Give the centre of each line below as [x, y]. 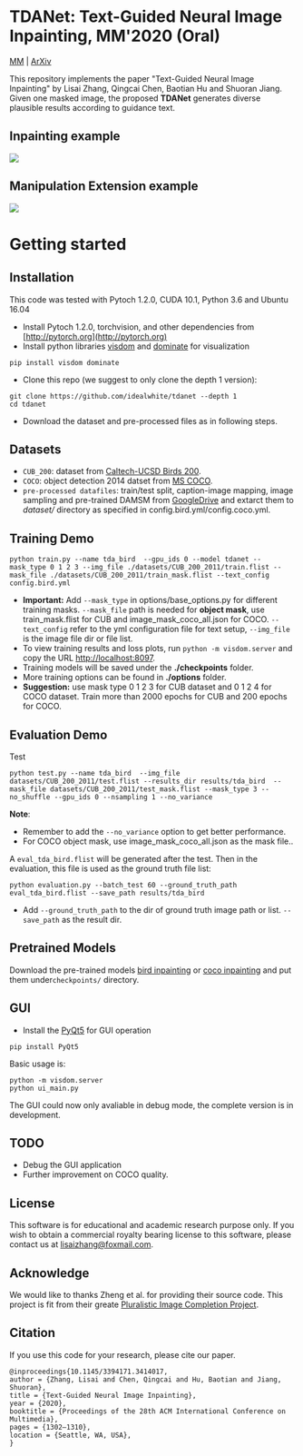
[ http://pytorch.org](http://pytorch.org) [95, 336]
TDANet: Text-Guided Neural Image [146, 17]
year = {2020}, [38, 1403]
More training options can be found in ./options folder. [124, 678]
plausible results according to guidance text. [92, 107]
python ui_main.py [44, 1088]
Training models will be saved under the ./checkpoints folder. [138, 668]
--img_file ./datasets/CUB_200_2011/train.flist [176, 568]
